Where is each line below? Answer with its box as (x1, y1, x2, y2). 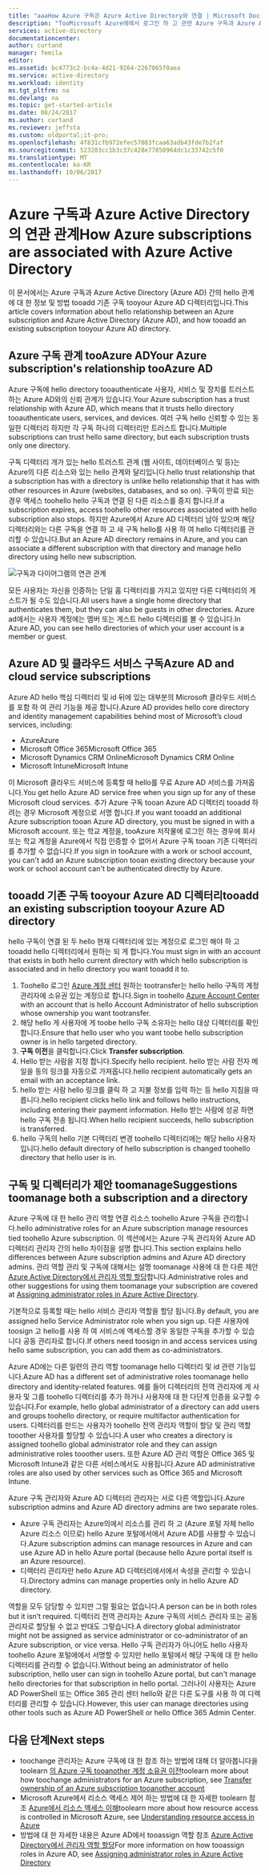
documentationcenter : (8, 34, 81, 43)
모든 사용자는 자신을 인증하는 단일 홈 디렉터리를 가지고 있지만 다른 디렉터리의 (8, 585, 248, 595)
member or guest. (8, 631, 68, 641)
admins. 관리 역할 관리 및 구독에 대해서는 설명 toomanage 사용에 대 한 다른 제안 (8, 1262, 259, 1272)
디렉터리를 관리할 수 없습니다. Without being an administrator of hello (8, 1660, 229, 1670)
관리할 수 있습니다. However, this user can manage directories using (29, 1698, 249, 1709)
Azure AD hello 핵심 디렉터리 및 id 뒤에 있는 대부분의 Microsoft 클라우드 (8, 692, 235, 702)
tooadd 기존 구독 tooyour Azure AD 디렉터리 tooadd (8, 888, 259, 903)
